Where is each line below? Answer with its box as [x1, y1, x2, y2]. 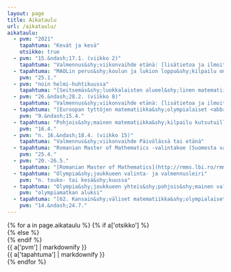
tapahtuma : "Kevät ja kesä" [19, 42, 100, 49]
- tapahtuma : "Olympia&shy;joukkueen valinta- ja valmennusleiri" [13, 170, 208, 177]
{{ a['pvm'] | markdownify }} [7, 242, 87, 251]
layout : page [7, 10, 45, 17]
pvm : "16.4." [19, 125, 57, 132]
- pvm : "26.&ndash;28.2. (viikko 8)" [13, 94, 122, 101]
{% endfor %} [7, 258, 47, 266]
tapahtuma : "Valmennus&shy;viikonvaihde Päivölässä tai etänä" [19, 138, 205, 145]
